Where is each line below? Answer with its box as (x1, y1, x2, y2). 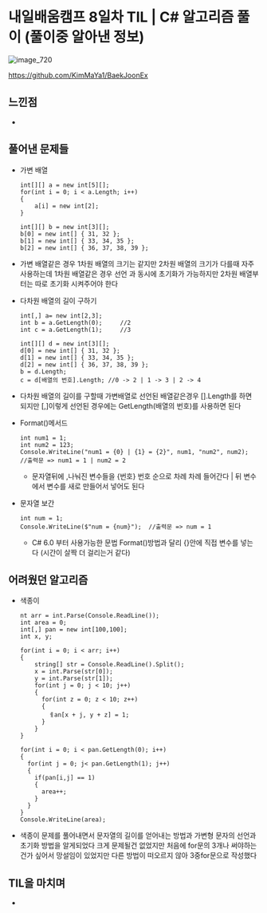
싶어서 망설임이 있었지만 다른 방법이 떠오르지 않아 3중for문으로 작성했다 (34, 851, 257, 860)
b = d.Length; (19, 367, 67, 376)
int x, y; (19, 633, 53, 641)
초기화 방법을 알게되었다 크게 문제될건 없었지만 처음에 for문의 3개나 (19, 840, 230, 851)
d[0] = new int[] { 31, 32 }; (19, 346, 121, 354)
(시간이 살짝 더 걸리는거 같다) (40, 547, 131, 557)
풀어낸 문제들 (8, 142, 69, 156)
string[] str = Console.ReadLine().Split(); (34, 661, 185, 669)
